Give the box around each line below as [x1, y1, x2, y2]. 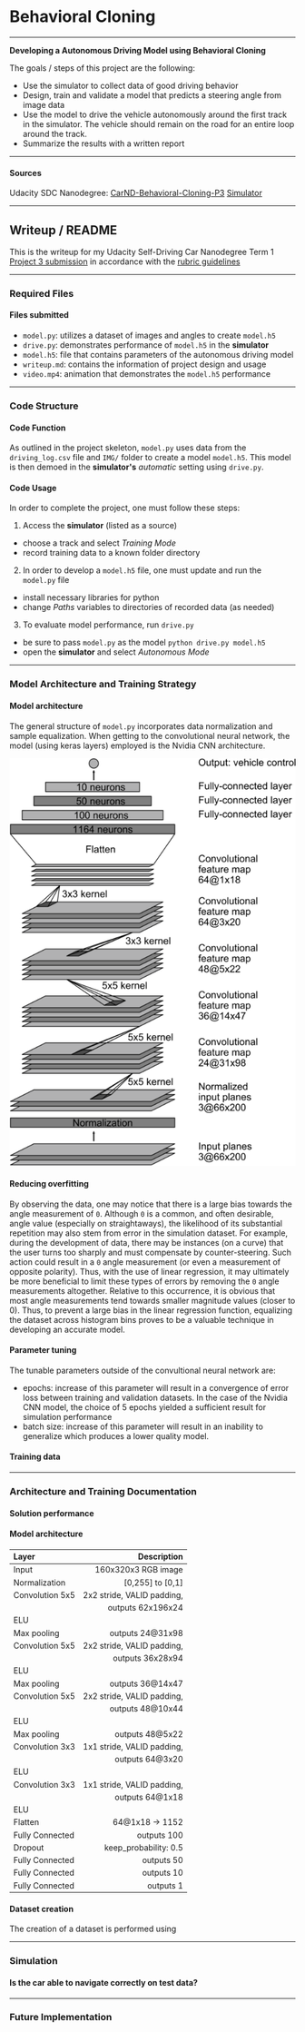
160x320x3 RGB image [94, 1564, 183, 1575]
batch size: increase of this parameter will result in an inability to [22, 1421, 263, 1432]
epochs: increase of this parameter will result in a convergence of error [22, 1382, 290, 1393]
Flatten [13, 1817, 39, 1828]
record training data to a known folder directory [22, 547, 201, 558]
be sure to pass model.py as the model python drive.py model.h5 [22, 637, 266, 648]
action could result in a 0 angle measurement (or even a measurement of [9, 1256, 281, 1268]
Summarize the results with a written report [22, 138, 185, 149]
